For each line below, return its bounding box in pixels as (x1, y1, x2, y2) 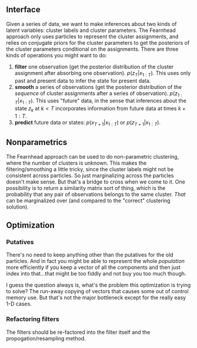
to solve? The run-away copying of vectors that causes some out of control (6, 288, 189, 295)
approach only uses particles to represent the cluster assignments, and (6, 32, 179, 40)
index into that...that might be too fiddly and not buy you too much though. (6, 270, 186, 277)
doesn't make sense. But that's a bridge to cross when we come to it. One (6, 178, 185, 185)
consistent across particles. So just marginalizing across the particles (6, 172, 174, 179)
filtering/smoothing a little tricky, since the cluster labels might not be (6, 165, 174, 173)
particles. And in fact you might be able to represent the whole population (6, 258, 185, 265)
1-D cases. (6, 300, 32, 307)
